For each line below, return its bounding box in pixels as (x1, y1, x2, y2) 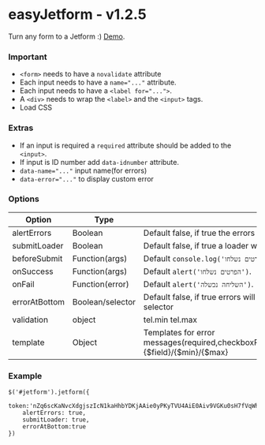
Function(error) (72, 279, 129, 290)
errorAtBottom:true (22, 423, 87, 431)
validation (12, 314, 49, 325)
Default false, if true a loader (143, 240, 249, 251)
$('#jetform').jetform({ (8, 388, 90, 396)
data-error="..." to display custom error (19, 174, 154, 183)
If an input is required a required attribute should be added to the (19, 140, 232, 150)
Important (8, 51, 47, 62)
